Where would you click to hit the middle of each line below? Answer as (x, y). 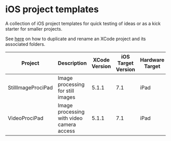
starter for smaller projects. (34, 29)
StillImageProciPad (31, 88)
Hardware (152, 60)
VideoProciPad (26, 118)
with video (70, 118)
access (66, 131)
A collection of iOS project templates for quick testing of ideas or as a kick (83, 23)
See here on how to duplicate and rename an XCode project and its (76, 39)
